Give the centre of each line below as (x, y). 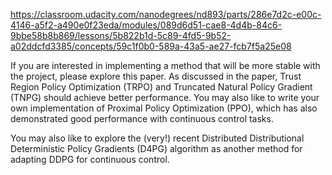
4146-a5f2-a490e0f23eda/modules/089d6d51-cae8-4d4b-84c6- (146, 25)
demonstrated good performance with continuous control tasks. (142, 118)
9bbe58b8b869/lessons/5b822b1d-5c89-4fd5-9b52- (121, 35)
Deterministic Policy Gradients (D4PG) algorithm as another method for (156, 148)
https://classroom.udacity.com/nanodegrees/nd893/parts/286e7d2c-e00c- (166, 14)
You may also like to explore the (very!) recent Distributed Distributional (157, 138)
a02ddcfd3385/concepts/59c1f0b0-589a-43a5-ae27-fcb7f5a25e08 (151, 46)
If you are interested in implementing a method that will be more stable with (165, 65)
